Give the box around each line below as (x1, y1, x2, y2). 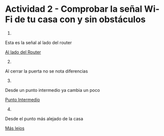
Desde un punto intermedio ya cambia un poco (5, 87, 100, 93)
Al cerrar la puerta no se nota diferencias (5, 68, 88, 74)
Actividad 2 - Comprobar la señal (5, 3, 142, 15)
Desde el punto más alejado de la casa (5, 115, 83, 121)
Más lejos (5, 125, 25, 131)
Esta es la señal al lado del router (5, 39, 72, 45)
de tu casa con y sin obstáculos (14, 14, 146, 25)
